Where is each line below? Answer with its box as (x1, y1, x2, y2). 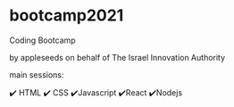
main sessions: (9, 69, 64, 80)
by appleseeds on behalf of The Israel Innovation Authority (9, 52, 226, 62)
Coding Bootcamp (9, 35, 76, 45)
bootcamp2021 (9, 5, 124, 26)
